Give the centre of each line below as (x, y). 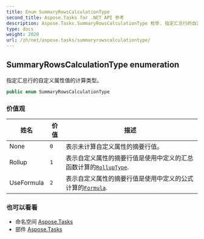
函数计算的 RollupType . (97, 167)
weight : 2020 (23, 35)
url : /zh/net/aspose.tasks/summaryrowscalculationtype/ (78, 40)
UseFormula (27, 182)
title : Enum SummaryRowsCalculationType (58, 12)
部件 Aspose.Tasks (39, 229)
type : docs (20, 29)
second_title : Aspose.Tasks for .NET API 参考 (65, 18)
